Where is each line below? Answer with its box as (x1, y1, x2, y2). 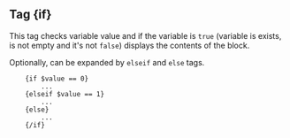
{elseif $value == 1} (25, 89, 104, 98)
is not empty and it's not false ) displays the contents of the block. (9, 40, 250, 50)
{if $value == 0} (25, 74, 89, 83)
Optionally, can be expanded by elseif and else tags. (9, 57, 205, 67)
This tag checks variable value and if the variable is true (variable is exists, (9, 30, 282, 41)
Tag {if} (9, 7, 52, 22)
